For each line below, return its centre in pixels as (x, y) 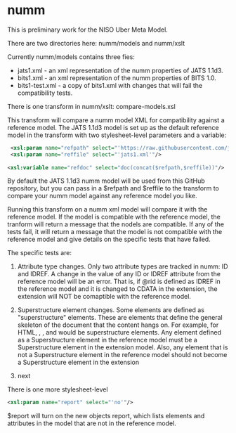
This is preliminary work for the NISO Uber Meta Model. (88, 30)
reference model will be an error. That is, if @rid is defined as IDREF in (119, 282)
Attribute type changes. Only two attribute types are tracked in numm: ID (123, 266)
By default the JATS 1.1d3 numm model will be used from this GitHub (106, 181)
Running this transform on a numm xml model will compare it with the (107, 209)
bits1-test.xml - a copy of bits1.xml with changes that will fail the (110, 85)
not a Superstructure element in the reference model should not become (122, 355)
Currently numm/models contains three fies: (71, 57)
